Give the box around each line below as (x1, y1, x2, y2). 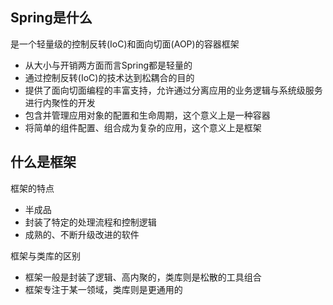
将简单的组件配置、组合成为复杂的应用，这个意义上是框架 (24, 121, 262, 133)
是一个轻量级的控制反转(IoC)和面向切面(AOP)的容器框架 (10, 38, 240, 50)
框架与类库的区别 (10, 249, 81, 262)
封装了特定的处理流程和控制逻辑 (24, 216, 157, 228)
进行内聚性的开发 (24, 96, 96, 108)
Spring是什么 (10, 9, 93, 27)
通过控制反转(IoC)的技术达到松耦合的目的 (24, 71, 195, 83)
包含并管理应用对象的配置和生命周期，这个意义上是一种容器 (24, 109, 271, 121)
